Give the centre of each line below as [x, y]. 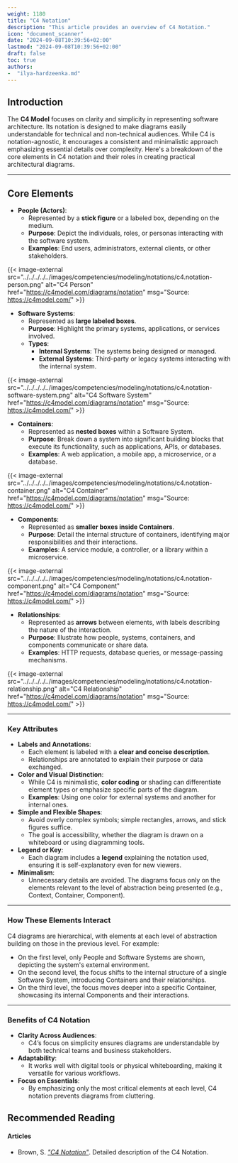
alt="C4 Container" [80, 491]
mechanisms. [47, 660]
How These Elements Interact [59, 920]
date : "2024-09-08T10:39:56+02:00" [60, 40]
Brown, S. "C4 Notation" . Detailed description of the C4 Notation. [113, 1152]
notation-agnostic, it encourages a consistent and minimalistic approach [113, 142]
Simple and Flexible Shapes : [60, 812]
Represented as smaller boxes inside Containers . [101, 527]
